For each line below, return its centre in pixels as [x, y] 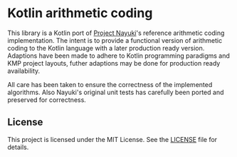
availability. [24, 71]
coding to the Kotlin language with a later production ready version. [106, 48]
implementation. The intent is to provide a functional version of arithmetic [115, 40]
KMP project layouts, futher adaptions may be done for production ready [114, 63]
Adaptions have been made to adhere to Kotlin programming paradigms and [118, 56]
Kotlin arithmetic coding [80, 13]
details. [18, 147]
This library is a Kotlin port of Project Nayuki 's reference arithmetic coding [116, 33]
